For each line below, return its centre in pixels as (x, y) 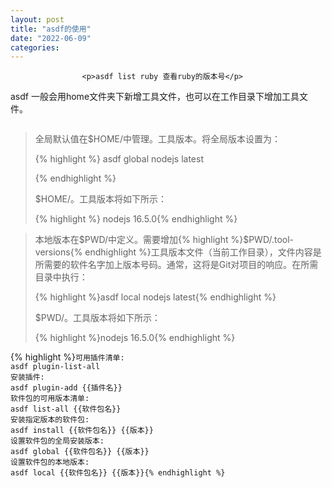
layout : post (37, 19)
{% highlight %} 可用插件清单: (67, 357)
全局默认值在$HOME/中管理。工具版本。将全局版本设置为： (157, 139)
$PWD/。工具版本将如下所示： (98, 318)
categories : (35, 47)
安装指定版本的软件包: (50, 420)
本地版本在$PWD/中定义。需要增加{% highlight (131, 240)
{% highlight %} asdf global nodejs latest (119, 159)
